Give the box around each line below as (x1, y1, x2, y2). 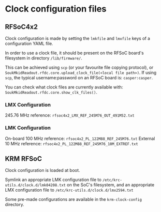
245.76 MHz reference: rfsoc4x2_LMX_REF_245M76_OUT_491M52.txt (5, 112, 134, 118)
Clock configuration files (5, 3, 107, 15)
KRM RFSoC (5, 154, 42, 163)
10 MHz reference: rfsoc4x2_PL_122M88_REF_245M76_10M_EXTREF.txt (5, 140, 138, 146)
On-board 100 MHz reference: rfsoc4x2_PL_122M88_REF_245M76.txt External (5, 136, 155, 141)
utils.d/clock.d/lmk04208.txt (5, 183, 66, 188)
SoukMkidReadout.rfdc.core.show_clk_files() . (5, 90, 98, 95)
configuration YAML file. (5, 41, 53, 46)
